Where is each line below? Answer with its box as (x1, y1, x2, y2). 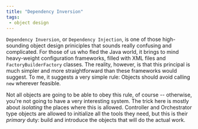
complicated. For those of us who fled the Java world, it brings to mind (6, 49, 179, 56)
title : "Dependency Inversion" (6, 8, 84, 15)
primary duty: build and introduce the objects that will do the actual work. (6, 117, 186, 124)
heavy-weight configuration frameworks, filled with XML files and (6, 54, 166, 62)
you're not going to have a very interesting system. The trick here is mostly (6, 98, 189, 105)
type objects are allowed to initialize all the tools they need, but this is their (6, 110, 188, 117)
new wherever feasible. (6, 80, 61, 87)
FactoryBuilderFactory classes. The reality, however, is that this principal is (6, 61, 191, 68)
